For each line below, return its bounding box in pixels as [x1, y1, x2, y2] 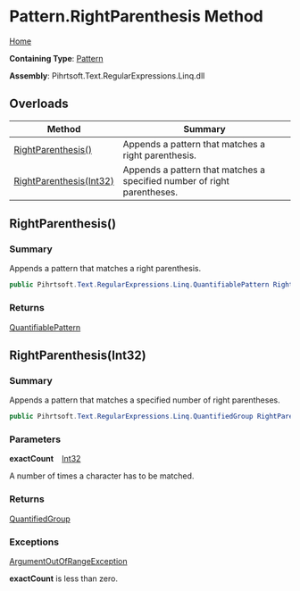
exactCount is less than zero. [9, 573, 119, 584]
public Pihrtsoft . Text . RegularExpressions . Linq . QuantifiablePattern [9, 280, 270, 289]
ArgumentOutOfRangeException [9, 556, 128, 567]
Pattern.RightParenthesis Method [9, 6, 263, 27]
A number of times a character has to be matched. [9, 470, 195, 481]
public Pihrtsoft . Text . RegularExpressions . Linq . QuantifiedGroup [9, 412, 254, 421]
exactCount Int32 [9, 454, 81, 464]
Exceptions [9, 536, 60, 548]
